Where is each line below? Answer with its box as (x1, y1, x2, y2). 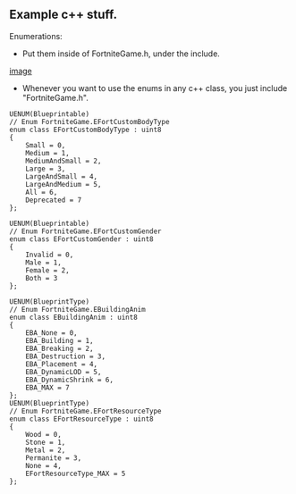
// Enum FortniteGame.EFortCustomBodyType (9, 117, 170, 126)
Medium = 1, (25, 148, 70, 157)
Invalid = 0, (25, 250, 74, 259)
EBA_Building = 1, (25, 336, 94, 345)
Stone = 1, (25, 438, 66, 447)
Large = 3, (25, 164, 66, 173)
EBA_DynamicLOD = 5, (25, 367, 102, 376)
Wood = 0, (25, 430, 63, 439)
